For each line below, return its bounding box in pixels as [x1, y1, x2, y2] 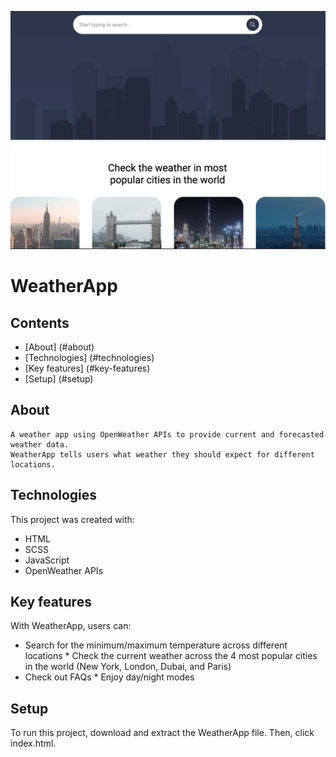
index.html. [10, 737, 57, 750]
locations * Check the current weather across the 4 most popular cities [24, 650, 318, 662]
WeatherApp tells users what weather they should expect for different [10, 449, 315, 460]
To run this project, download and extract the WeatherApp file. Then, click [10, 727, 315, 739]
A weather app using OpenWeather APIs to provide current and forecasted [10, 429, 325, 440]
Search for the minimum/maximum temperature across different [24, 639, 288, 651]
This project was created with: [10, 513, 135, 525]
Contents [10, 314, 70, 331]
